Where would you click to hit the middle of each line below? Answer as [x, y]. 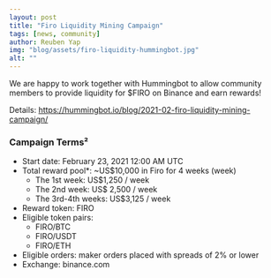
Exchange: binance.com [66, 265]
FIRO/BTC [53, 227]
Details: [23, 110]
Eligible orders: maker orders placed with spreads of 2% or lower [140, 255]
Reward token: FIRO [58, 208]
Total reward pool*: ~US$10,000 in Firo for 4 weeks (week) [129, 171]
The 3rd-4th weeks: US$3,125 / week [103, 199]
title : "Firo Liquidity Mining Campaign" [87, 26]
